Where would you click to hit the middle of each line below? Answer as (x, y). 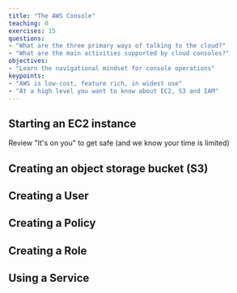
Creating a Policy (52, 223)
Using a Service (49, 278)
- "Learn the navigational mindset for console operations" (112, 69)
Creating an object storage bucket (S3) (108, 168)
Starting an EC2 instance (72, 123)
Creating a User (49, 196)
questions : (27, 38)
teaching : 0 (28, 23)
